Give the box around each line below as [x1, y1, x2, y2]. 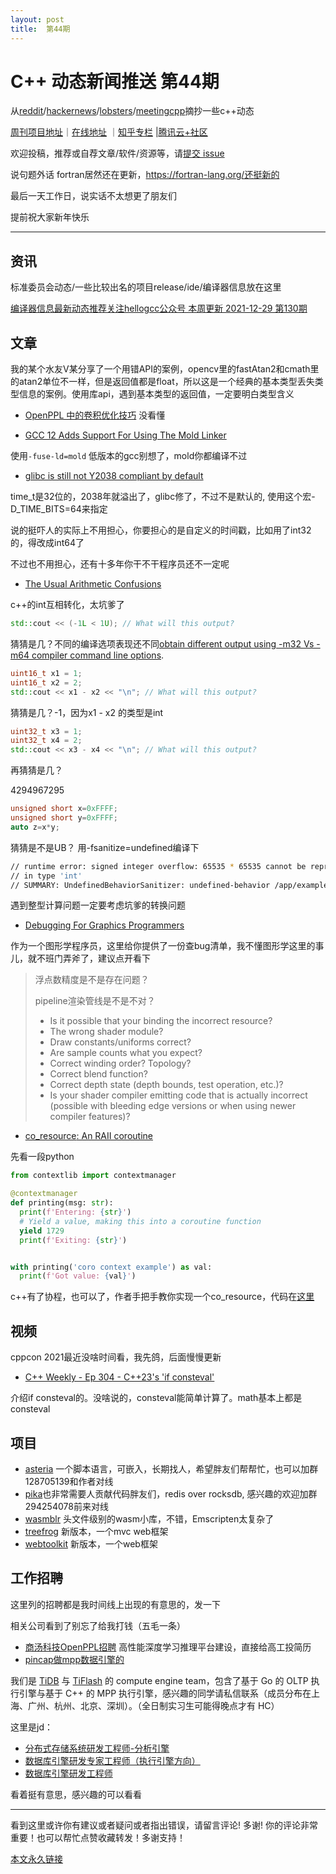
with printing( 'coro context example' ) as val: [10, 1262, 213, 1272]
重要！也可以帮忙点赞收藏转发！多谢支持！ [10, 1831, 186, 1843]
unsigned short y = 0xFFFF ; [10, 813, 118, 823]
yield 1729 [19, 1226, 65, 1236]
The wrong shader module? [49, 1026, 164, 1038]
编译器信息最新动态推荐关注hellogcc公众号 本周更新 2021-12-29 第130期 [10, 302, 308, 315]
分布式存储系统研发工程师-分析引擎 [24, 1742, 170, 1754]
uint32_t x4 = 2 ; [10, 736, 83, 746]
